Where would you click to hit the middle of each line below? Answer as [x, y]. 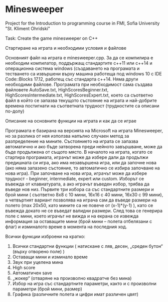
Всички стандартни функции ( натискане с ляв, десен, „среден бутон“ [88, 246]
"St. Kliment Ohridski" [28, 28]
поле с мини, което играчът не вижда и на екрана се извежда [72, 216]
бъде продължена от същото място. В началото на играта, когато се [79, 152]
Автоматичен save [32, 273]
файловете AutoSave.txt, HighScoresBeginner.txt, [57, 89]
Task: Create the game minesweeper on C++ [51, 38]
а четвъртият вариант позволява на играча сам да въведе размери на [81, 200]
